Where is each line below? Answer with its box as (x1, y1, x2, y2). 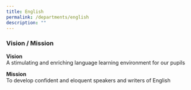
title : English (6, 8, 44, 15)
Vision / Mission (6, 39, 54, 47)
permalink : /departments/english (6, 14, 89, 20)
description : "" (6, 20, 46, 25)
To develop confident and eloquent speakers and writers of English (6, 76, 171, 83)
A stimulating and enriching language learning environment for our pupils (6, 59, 186, 66)
